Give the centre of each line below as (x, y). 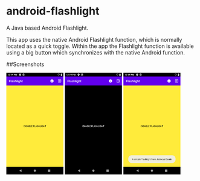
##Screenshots (25, 64)
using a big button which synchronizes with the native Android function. (96, 52)
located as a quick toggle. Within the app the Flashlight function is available (100, 46)
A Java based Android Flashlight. (47, 28)
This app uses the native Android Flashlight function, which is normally (94, 39)
